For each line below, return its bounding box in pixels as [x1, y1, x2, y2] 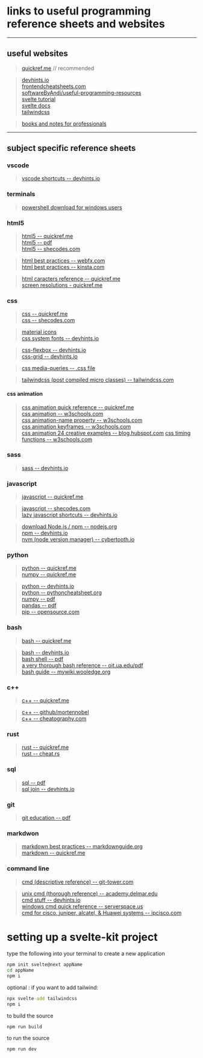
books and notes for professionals [21, 120, 107, 127]
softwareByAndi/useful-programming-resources [21, 89, 142, 96]
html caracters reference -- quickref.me [21, 275, 121, 282]
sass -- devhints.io [21, 464, 69, 471]
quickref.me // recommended [21, 65, 95, 72]
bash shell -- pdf [21, 655, 64, 662]
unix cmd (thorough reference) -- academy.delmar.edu [21, 890, 158, 897]
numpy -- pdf [21, 596, 55, 603]
